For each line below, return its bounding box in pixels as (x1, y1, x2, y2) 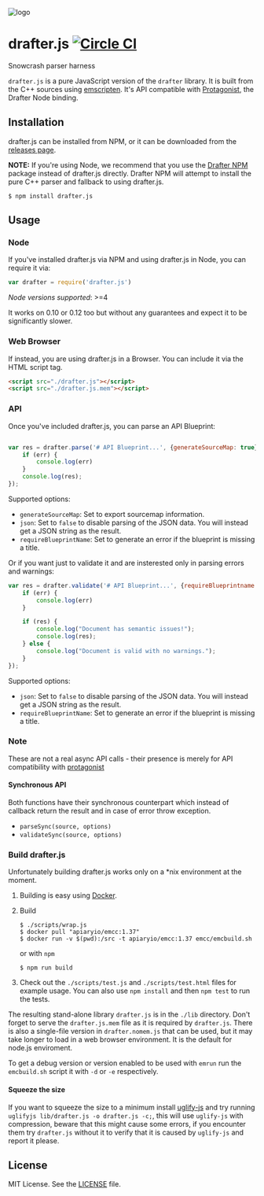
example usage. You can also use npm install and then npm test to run (19, 986, 251, 995)
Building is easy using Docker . (19, 891, 118, 900)
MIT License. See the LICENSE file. (8, 1179, 122, 1189)
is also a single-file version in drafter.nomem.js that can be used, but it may (8, 1027, 253, 1036)
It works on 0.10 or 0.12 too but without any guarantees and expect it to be (8, 308, 247, 318)
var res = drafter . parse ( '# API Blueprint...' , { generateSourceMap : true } (8, 443, 258, 452)
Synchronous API (8, 780, 67, 790)
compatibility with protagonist (8, 762, 104, 771)
